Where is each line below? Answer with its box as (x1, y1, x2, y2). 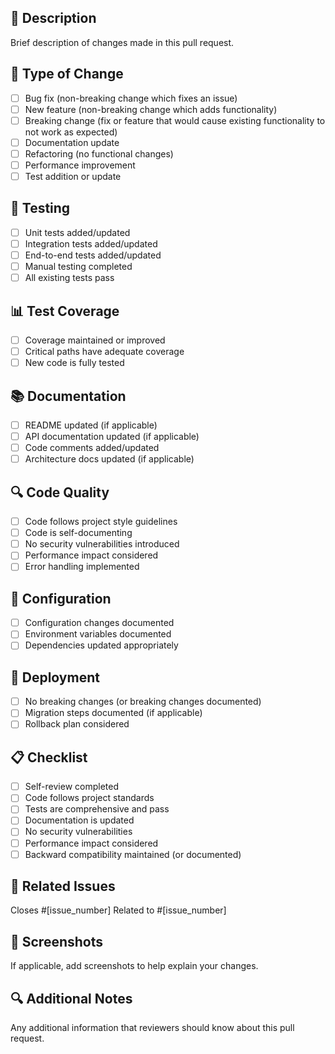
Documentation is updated (24, 814, 135, 826)
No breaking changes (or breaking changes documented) (24, 696, 262, 708)
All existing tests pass (24, 272, 115, 284)
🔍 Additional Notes (10, 990, 133, 1007)
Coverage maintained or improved (24, 334, 166, 346)
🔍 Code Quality (10, 484, 110, 501)
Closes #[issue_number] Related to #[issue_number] (10, 904, 227, 916)
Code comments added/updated (24, 442, 160, 454)
